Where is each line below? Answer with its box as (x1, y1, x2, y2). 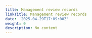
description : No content (5, 26, 58, 31)
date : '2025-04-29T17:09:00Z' (5, 16, 69, 21)
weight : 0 (5, 21, 26, 26)
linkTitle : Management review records (5, 12, 87, 17)
